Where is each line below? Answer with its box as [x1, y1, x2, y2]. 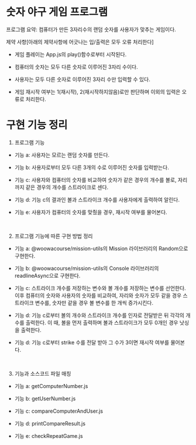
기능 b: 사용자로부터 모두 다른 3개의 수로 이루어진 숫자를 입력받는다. [14, 164, 170, 171]
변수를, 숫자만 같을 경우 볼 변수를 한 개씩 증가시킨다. [35, 299, 154, 306]
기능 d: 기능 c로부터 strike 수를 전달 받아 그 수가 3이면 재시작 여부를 [14, 339, 170, 346]
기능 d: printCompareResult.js [14, 420, 86, 427]
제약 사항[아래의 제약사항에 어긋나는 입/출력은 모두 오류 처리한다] [6, 38, 154, 45]
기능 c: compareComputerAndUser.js [14, 407, 104, 414]
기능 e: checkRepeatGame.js [14, 432, 83, 439]
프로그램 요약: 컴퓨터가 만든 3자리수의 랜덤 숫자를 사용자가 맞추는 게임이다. [6, 26, 177, 33]
